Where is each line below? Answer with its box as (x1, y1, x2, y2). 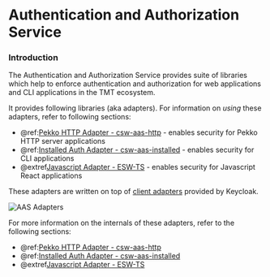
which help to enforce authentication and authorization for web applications (8, 79, 262, 89)
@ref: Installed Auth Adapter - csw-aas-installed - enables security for (19, 145, 255, 155)
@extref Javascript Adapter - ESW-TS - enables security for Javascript (19, 162, 255, 172)
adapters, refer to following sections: (8, 112, 131, 122)
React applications (19, 171, 83, 180)
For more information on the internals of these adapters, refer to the (8, 218, 235, 228)
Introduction (8, 52, 58, 63)
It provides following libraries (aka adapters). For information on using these (8, 103, 262, 113)
